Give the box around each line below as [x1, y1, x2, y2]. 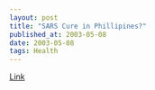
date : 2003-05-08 [9, 38, 75, 48]
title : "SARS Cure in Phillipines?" [9, 22, 147, 31]
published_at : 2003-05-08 [9, 30, 106, 39]
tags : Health [9, 47, 59, 56]
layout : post [9, 13, 59, 22]
